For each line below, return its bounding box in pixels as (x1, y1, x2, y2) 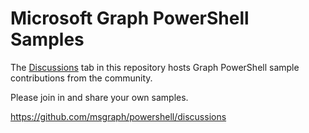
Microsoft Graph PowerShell (10, 7, 250, 30)
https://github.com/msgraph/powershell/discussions (10, 110, 227, 122)
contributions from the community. (10, 72, 153, 84)
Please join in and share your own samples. (10, 91, 189, 103)
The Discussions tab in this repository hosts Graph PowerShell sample (10, 61, 300, 73)
